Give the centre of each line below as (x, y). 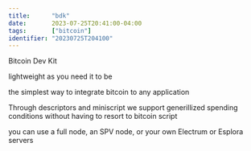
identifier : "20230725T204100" (61, 38)
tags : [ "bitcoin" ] (50, 31)
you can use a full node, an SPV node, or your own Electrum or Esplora (126, 132)
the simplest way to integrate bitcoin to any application (99, 92)
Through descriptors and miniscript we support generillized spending (123, 108)
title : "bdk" (39, 16)
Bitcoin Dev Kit (33, 61)
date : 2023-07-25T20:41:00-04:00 (75, 23)
